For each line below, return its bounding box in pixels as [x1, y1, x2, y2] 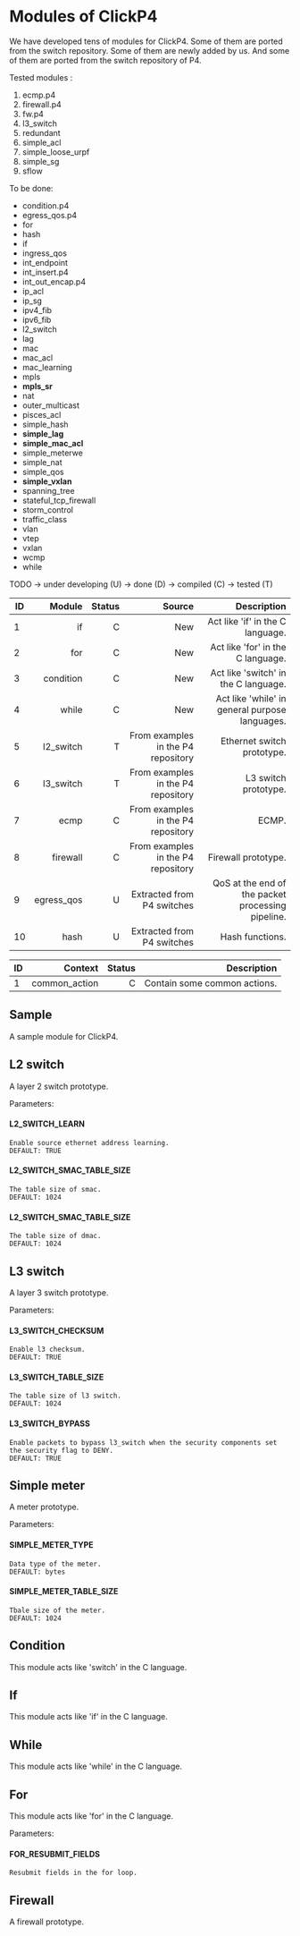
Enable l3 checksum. [9, 1345, 87, 1354]
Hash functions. [220, 930, 287, 943]
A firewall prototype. [9, 1916, 85, 1927]
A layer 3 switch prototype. [9, 1286, 109, 1298]
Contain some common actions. [144, 977, 278, 989]
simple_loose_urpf [21, 146, 90, 157]
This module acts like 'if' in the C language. [9, 1711, 168, 1722]
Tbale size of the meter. [9, 1606, 105, 1615]
